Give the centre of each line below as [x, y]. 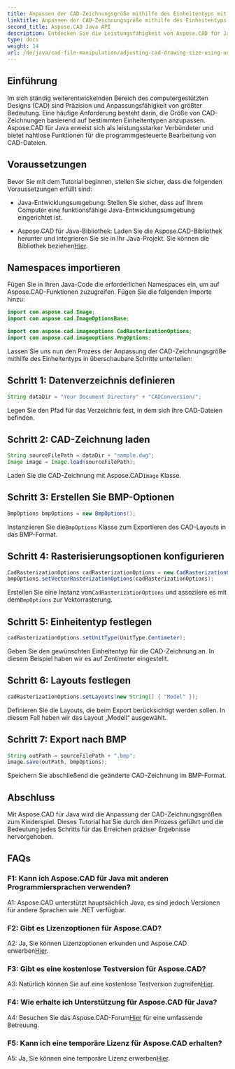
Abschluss [31, 797]
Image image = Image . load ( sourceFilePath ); [72, 462]
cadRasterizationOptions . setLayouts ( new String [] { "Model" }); [103, 697]
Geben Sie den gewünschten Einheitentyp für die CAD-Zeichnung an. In [111, 651]
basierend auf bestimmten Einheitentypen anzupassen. [126, 120]
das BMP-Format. [33, 534]
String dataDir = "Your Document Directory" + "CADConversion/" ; [104, 397]
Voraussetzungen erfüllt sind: [50, 189]
